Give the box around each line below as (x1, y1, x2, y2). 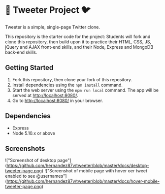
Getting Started (5, 64, 54, 72)
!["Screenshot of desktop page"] (5, 158, 71, 163)
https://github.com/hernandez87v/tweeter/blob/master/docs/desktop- (6, 162, 149, 168)
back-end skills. (5, 49, 37, 55)
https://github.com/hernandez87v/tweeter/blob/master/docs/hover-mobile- (6, 178, 160, 184)
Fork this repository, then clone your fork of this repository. (12, 76, 132, 82)
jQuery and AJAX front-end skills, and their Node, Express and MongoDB (5, 44, 154, 50)
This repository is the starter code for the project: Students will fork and (5, 33, 151, 39)
